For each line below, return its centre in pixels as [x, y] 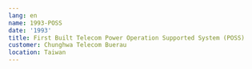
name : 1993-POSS [35, 23]
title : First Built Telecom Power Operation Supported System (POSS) [127, 38]
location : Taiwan [37, 52]
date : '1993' [30, 30]
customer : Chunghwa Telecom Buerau [68, 45]
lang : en [23, 15]
